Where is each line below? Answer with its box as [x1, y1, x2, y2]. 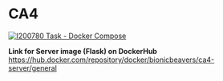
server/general [8, 63, 58, 72]
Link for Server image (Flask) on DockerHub [8, 46, 158, 56]
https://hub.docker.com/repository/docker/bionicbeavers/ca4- [8, 55, 215, 64]
